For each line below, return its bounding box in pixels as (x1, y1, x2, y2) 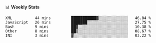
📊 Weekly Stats (5, 4, 40, 10)
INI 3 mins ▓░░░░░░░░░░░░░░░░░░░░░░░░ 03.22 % (5, 33, 151, 38)
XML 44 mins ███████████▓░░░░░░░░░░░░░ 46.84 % (5, 15, 151, 20)
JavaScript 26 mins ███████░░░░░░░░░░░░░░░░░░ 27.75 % (5, 20, 151, 25)
